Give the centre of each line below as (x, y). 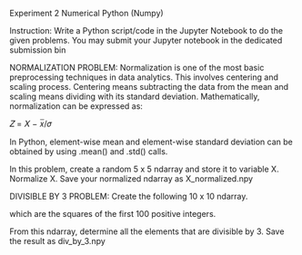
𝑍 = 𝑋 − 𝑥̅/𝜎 (31, 123)
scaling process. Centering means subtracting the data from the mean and (149, 87)
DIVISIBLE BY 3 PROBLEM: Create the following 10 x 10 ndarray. (129, 196)
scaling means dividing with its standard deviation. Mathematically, (135, 96)
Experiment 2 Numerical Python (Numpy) (86, 13)
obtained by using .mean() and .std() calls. (89, 152)
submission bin (38, 50)
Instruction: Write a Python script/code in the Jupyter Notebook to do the (146, 30)
